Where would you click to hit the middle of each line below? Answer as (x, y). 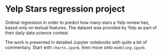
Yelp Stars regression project (65, 9)
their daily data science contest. (37, 33)
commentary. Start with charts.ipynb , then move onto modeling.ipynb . (75, 47)
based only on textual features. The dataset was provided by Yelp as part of (81, 27)
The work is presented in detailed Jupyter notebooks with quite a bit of (76, 42)
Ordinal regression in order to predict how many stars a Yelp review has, (77, 22)
